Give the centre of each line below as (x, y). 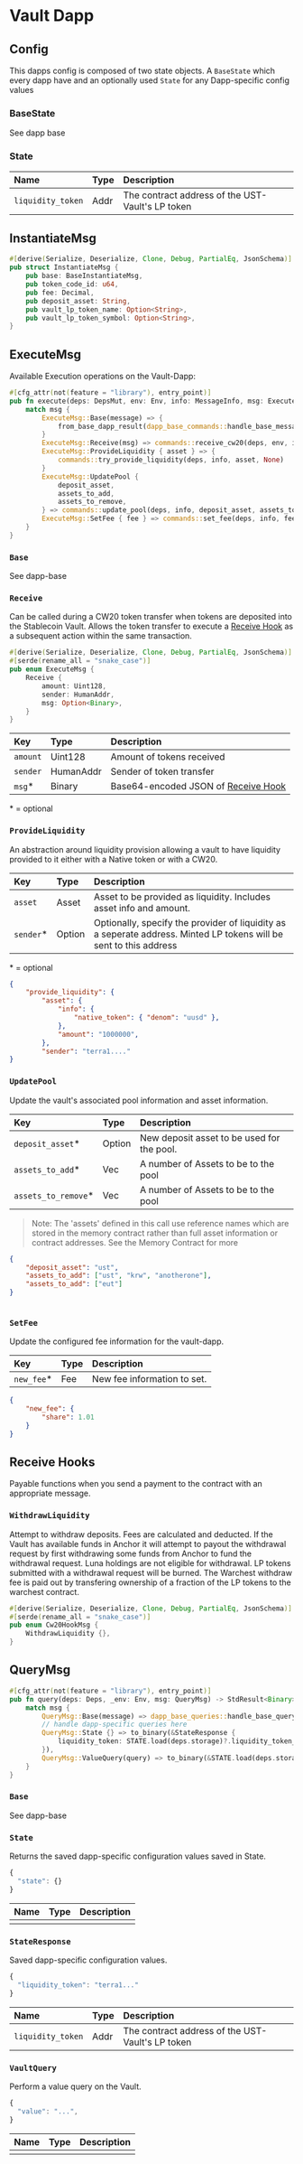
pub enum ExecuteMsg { (52, 669)
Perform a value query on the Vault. (75, 2086)
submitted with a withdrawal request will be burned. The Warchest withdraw (151, 1572)
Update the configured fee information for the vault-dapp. (117, 1341)
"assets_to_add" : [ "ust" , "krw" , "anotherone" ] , (119, 1276)
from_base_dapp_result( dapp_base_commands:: (142, 426)
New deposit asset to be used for (210, 1137)
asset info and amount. (142, 908)
